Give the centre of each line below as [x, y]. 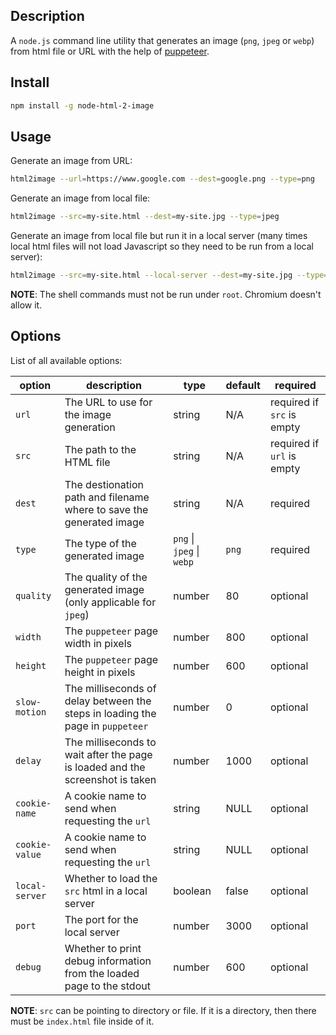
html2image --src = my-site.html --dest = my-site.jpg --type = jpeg [145, 217]
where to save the [106, 509]
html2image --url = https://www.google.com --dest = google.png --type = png [162, 179]
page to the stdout [107, 986]
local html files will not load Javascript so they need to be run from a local [162, 246]
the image [88, 414]
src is [283, 414]
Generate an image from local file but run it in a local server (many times [159, 236]
